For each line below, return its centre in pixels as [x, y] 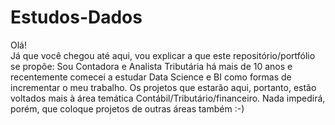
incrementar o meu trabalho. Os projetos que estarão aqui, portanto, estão [163, 87]
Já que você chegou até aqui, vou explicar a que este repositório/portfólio [163, 55]
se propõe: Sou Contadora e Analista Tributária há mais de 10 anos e [151, 66]
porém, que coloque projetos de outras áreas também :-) [127, 108]
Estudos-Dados [76, 17]
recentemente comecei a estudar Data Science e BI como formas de [151, 77]
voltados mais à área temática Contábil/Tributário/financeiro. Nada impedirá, [168, 98]
